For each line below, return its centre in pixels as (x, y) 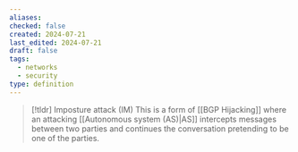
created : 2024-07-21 (48, 34)
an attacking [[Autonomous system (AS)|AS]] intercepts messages (154, 119)
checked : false (38, 26)
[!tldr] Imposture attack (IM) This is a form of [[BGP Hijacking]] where (159, 109)
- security (38, 76)
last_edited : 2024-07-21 (55, 42)
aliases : (26, 17)
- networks (38, 68)
